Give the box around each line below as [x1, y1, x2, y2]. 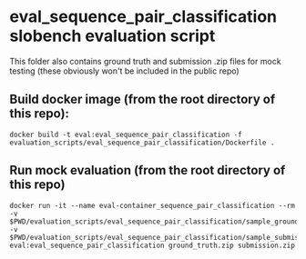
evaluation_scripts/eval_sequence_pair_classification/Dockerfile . [9, 138, 275, 147]
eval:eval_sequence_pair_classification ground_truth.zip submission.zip [9, 241, 296, 250]
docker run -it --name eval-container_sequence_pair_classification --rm [9, 201, 296, 210]
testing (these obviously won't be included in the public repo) [9, 65, 240, 76]
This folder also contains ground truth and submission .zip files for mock [9, 55, 281, 66]
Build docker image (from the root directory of [9, 92, 276, 107]
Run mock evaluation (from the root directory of [9, 163, 286, 178]
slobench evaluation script [9, 25, 216, 46]
